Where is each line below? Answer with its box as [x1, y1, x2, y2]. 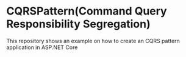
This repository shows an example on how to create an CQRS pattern [6, 37, 180, 44]
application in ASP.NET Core [6, 44, 78, 51]
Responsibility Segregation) [6, 17, 151, 31]
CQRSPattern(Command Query [6, 4, 167, 18]
